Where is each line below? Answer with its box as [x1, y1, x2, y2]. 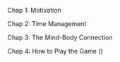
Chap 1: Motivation [7, 6, 61, 14]
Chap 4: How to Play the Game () [7, 47, 104, 55]
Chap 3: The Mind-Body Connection [7, 33, 113, 42]
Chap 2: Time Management [7, 20, 87, 27]
